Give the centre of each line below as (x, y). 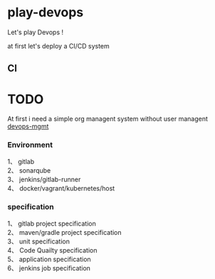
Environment (30, 145)
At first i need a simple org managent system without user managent (107, 119)
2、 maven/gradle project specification (65, 232)
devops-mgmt (28, 126)
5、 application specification (49, 259)
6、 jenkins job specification (49, 268)
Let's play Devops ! (36, 32)
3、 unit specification (38, 241)
